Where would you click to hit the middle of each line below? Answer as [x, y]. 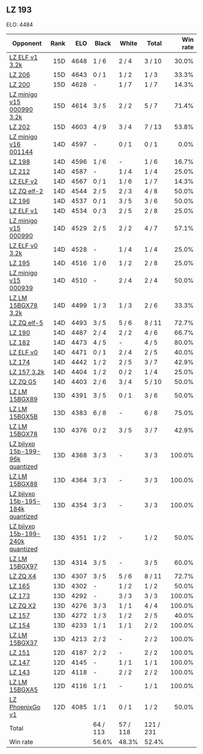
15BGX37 [24, 643]
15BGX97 [24, 566]
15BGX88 [24, 484]
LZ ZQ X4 [23, 576]
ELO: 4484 [20, 24]
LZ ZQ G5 [23, 382]
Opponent [27, 43]
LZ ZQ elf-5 [26, 323]
